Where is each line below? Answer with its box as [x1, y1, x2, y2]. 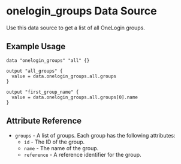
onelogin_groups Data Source [6, 4, 157, 18]
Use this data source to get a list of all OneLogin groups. [6, 24, 146, 31]
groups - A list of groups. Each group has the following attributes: [14, 132, 176, 139]
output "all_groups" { [6, 68, 63, 74]
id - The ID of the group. [23, 138, 85, 145]
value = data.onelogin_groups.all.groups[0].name [11, 94, 138, 100]
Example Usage [6, 41, 66, 52]
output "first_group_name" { [6, 89, 79, 95]
